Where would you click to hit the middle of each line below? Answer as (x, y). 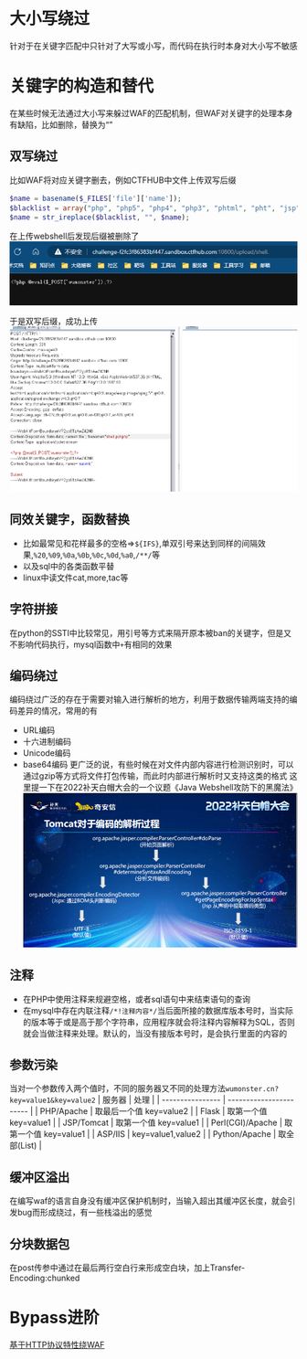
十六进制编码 (47, 742)
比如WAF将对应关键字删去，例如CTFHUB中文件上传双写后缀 (123, 180)
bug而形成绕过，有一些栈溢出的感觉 (85, 1213)
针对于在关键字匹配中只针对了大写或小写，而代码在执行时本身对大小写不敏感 (153, 46)
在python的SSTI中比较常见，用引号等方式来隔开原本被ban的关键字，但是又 (151, 632)
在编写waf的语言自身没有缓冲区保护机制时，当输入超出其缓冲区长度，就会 (148, 1201)
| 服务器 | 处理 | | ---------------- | (162, 1100)
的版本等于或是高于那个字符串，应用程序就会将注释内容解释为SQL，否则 (159, 1022)
